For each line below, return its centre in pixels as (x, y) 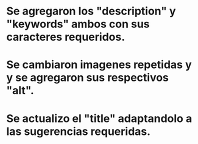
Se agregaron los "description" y (91, 11)
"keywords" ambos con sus (78, 24)
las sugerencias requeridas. (79, 131)
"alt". (20, 91)
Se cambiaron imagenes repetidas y (99, 65)
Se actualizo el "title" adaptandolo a (99, 118)
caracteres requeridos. (66, 37)
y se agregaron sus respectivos (88, 78)
